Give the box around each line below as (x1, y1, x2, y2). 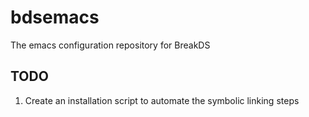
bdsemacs (10, 6, 100, 29)
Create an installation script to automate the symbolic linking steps (24, 94, 300, 106)
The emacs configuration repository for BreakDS (10, 39, 211, 51)
